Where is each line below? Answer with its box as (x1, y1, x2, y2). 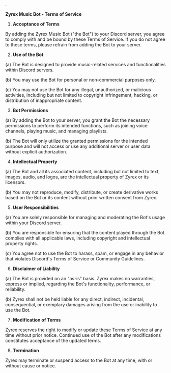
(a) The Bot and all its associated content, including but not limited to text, (5, 169, 160, 174)
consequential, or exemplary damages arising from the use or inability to (5, 302, 157, 307)
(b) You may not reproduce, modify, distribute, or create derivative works (5, 189, 159, 195)
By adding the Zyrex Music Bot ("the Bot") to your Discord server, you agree (5, 31, 165, 37)
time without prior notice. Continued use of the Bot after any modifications (5, 332, 161, 338)
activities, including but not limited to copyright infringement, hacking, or (5, 92, 158, 98)
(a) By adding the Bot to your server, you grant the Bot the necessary (5, 117, 150, 123)
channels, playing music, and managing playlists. (5, 128, 108, 134)
